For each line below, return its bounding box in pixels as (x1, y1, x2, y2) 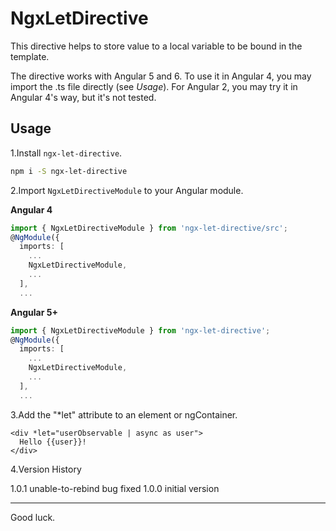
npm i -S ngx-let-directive (10, 166, 128, 176)
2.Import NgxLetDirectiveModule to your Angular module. (10, 184, 244, 196)
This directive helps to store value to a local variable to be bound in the (10, 40, 303, 52)
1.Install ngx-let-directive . (10, 147, 123, 159)
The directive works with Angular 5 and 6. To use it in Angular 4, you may (10, 70, 312, 82)
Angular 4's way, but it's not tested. (10, 91, 157, 103)
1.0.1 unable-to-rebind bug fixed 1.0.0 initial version (10, 482, 220, 494)
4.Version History (10, 463, 82, 475)
